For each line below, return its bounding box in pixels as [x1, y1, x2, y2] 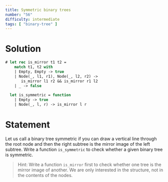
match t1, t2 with [14, 65, 53, 70]
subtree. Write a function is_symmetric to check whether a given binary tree [5, 146, 163, 152]
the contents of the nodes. [17, 172, 73, 178]
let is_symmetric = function [10, 93, 71, 98]
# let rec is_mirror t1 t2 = [5, 60, 67, 65]
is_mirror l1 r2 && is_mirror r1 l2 [21, 79, 98, 84]
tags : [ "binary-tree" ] [5, 21, 58, 27]
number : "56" [5, 12, 33, 17]
